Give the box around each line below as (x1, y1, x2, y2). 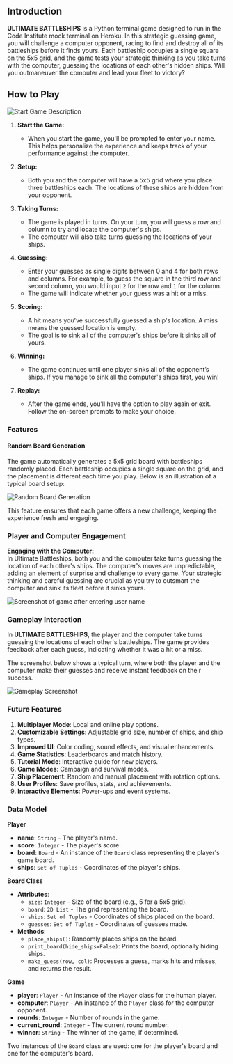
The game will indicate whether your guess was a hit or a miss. (27, 289, 209, 297)
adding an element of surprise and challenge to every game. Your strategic (7, 569, 222, 577)
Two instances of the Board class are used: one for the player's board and (7, 1041, 218, 1050)
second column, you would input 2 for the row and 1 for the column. (27, 281, 222, 290)
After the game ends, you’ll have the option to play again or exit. (27, 400, 211, 408)
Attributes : (17, 890, 50, 898)
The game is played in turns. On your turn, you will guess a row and (27, 217, 221, 226)
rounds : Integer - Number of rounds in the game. (17, 1013, 160, 1022)
